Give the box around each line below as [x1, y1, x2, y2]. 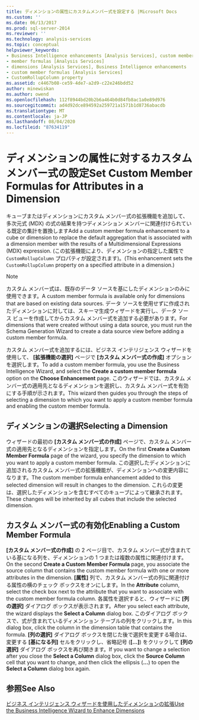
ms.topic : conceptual [6, 42, 60, 48]
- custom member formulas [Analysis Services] [6, 69, 123, 75]
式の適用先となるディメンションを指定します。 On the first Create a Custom [6, 445, 191, 452]
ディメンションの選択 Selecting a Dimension [6, 421, 168, 431]
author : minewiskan [6, 86, 54, 92]
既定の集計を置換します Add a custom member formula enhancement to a [11, 227, 190, 234]
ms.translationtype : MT [6, 108, 65, 114]
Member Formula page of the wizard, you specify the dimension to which [6, 452, 187, 459]
